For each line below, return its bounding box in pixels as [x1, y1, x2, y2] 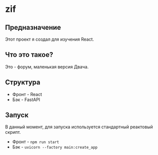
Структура [5, 78, 40, 87]
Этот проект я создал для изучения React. [5, 36, 94, 42]
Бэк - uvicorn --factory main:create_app [12, 144, 98, 150]
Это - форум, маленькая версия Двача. [5, 63, 89, 70]
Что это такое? [5, 51, 53, 59]
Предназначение [5, 23, 61, 32]
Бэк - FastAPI [12, 97, 40, 103]
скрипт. [5, 129, 21, 135]
